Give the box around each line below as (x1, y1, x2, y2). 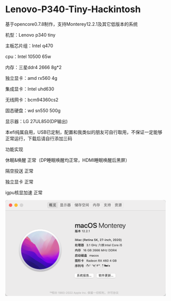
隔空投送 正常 (5, 168, 34, 174)
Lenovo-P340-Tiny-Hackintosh (5, 4, 141, 15)
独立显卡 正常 (5, 178, 34, 185)
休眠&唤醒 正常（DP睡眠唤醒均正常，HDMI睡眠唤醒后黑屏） (5, 157, 130, 163)
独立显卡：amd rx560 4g (5, 75, 58, 81)
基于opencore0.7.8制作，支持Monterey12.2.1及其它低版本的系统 (5, 21, 138, 27)
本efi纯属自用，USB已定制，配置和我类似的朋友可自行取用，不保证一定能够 (5, 129, 163, 135)
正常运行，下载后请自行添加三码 (5, 135, 72, 141)
